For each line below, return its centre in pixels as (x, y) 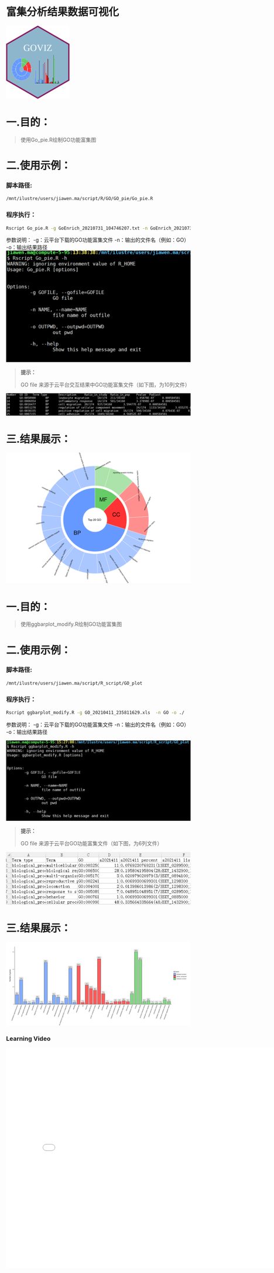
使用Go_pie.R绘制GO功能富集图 (58, 140)
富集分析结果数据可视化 (63, 12)
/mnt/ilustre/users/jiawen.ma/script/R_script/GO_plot (74, 683)
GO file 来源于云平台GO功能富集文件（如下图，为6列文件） (91, 843)
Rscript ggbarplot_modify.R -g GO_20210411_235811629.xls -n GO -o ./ (95, 712)
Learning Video (28, 1038)
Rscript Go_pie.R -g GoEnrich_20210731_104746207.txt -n (77, 228)
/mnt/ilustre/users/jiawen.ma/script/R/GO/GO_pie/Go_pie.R (80, 199)
